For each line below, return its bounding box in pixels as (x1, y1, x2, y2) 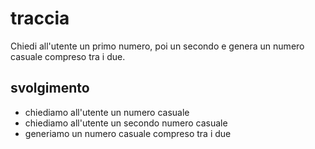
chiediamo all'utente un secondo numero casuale (24, 117, 228, 129)
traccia (10, 7, 70, 30)
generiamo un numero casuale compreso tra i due (24, 127, 232, 139)
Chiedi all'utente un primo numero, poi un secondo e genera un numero (10, 40, 305, 52)
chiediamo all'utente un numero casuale (24, 106, 190, 118)
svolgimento (10, 80, 90, 97)
